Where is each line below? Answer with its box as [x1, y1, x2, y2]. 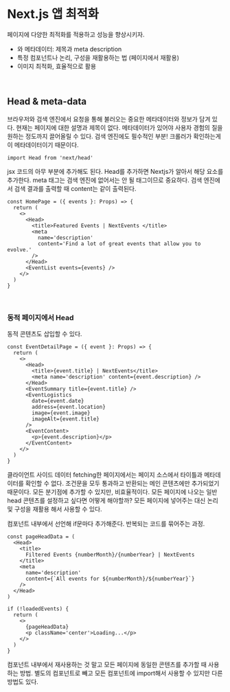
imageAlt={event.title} [32, 416, 100, 423]
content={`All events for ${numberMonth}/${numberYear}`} [25, 575, 195, 583]
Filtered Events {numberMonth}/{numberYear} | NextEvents [25, 551, 195, 559]
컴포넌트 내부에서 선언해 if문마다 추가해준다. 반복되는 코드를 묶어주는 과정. [7, 520, 205, 528]
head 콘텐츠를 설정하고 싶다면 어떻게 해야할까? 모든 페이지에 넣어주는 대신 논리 [7, 496, 218, 505]
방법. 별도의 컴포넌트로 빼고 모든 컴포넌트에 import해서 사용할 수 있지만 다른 [19, 669, 223, 678]
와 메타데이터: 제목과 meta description [16, 45, 122, 53]
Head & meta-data [7, 96, 87, 107]
